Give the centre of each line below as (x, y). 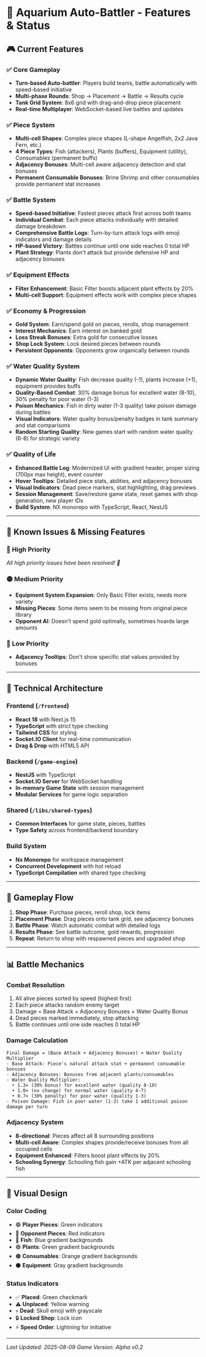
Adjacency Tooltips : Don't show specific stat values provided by (97, 656)
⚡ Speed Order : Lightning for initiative (63, 1327)
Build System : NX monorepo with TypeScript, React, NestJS (91, 507)
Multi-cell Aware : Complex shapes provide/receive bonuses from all (102, 1142)
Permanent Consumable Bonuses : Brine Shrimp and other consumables (107, 178)
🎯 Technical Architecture (55, 689)
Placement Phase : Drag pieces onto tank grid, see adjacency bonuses (105, 919)
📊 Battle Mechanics (45, 964)
